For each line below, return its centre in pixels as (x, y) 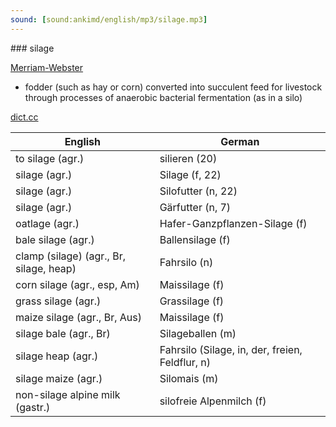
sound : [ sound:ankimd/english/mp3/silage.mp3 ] (109, 19)
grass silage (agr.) (58, 301)
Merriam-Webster (47, 67)
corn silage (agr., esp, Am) (77, 284)
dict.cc (24, 117)
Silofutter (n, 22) (198, 191)
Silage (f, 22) (190, 174)
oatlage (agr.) (47, 223)
